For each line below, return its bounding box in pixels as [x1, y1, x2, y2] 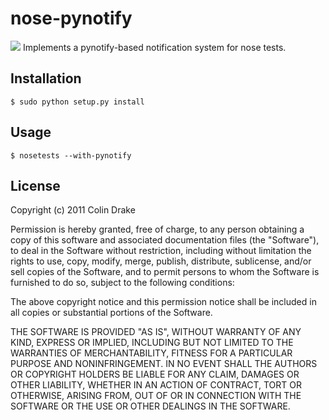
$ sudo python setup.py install [10, 97, 145, 107]
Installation [10, 70, 82, 87]
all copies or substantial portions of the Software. [10, 307, 213, 319]
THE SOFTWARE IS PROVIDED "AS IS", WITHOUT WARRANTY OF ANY [10, 326, 302, 338]
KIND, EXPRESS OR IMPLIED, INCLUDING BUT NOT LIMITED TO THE [10, 337, 294, 349]
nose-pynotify [10, 7, 133, 30]
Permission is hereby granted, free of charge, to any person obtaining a [10, 223, 305, 236]
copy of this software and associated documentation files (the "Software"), [10, 234, 320, 246]
